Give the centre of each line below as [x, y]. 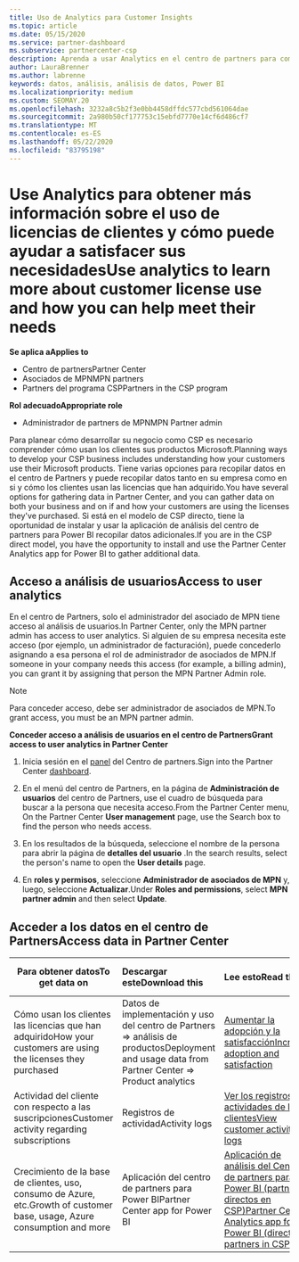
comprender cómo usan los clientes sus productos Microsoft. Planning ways [148, 449]
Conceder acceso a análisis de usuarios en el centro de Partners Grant [141, 735]
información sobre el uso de [115, 213]
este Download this [162, 983]
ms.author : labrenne [48, 76]
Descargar [144, 971]
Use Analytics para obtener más [130, 194]
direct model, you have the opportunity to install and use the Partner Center [148, 544]
